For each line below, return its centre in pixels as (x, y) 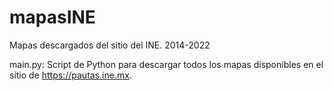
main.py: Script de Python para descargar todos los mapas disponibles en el (166, 64)
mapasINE (52, 17)
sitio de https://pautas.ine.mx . (70, 75)
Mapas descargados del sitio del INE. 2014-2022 (110, 45)
